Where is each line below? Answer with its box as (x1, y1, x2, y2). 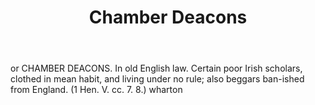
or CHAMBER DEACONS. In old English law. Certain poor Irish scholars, (10, 62, 303, 75)
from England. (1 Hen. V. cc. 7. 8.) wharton (10, 84, 183, 96)
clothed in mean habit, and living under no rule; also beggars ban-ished (10, 73, 305, 85)
